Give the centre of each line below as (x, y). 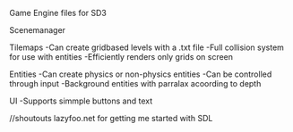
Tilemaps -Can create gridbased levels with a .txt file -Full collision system (147, 47)
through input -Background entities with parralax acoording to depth (135, 83)
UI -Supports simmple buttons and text (81, 101)
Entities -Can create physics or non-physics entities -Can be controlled (141, 74)
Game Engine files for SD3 (58, 13)
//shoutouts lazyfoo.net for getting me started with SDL (111, 118)
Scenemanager (37, 30)
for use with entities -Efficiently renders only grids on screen (121, 57)
